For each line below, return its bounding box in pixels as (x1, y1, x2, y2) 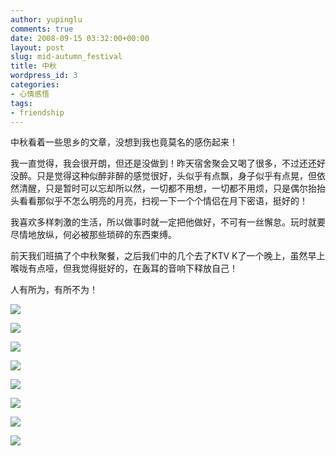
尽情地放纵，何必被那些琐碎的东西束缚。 (10, 229, 177, 241)
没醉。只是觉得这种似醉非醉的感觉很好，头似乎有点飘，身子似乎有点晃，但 (10, 170, 317, 182)
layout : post (10, 42, 65, 53)
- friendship (10, 107, 65, 118)
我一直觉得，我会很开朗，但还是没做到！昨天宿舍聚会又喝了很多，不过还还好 (10, 157, 326, 170)
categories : (10, 80, 60, 90)
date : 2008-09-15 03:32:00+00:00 (10, 33, 150, 43)
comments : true (10, 24, 74, 34)
